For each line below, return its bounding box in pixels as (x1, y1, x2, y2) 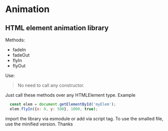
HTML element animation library (5, 24, 109, 32)
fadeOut (12, 52, 30, 58)
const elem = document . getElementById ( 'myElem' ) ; (10, 102, 116, 107)
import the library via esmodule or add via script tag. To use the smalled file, (5, 115, 164, 121)
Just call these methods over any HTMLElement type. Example (5, 92, 136, 98)
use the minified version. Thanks (5, 121, 73, 127)
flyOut (12, 63, 26, 69)
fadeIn (12, 47, 26, 52)
